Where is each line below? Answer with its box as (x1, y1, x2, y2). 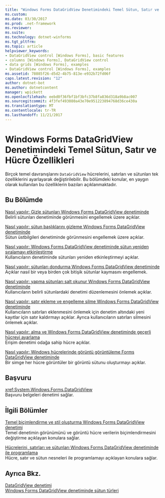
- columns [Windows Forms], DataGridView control (5, 58, 109, 63)
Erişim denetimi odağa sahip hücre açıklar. (5, 339, 91, 345)
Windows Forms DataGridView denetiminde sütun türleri (5, 487, 119, 493)
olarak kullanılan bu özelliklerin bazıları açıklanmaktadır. (5, 181, 117, 187)
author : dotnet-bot (5, 80, 45, 85)
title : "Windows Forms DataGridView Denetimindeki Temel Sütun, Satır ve (5, 7, 160, 12)
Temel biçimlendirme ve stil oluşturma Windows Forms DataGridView (5, 419, 145, 425)
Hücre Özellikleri (5, 155, 75, 166)
